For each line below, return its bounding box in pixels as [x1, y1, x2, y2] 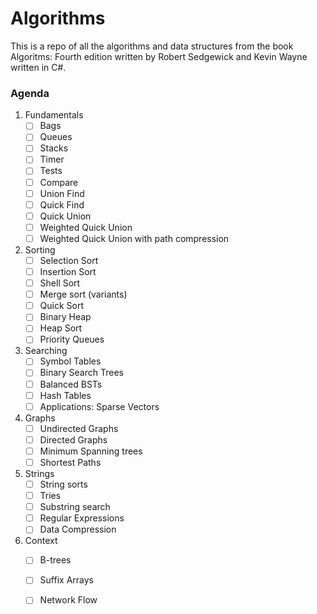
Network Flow [39, 594, 98, 606]
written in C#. [10, 61, 67, 73]
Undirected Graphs [39, 422, 119, 434]
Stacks [39, 142, 69, 154]
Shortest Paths [39, 456, 102, 468]
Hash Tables [39, 389, 92, 401]
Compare [39, 176, 79, 188]
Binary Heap [39, 311, 92, 323]
